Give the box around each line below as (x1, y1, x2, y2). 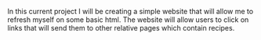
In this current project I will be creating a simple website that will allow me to (7, 7, 254, 16)
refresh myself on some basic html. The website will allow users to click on (7, 15, 249, 24)
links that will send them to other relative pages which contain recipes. (7, 24, 235, 32)
